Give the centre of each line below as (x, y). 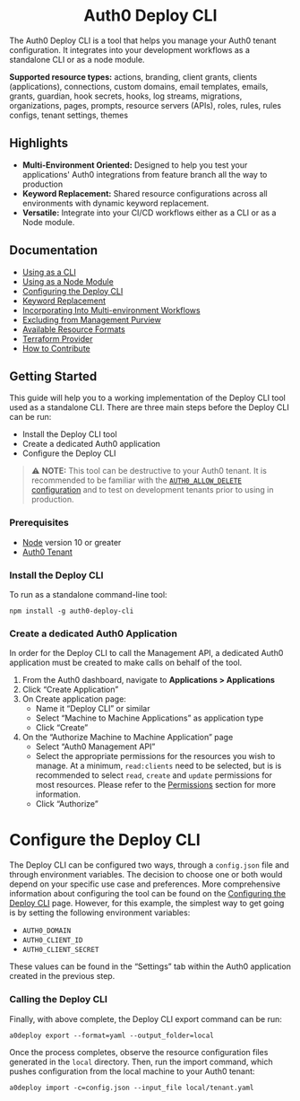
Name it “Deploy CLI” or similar (93, 709)
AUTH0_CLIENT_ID (52, 940)
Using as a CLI (49, 272)
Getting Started (53, 376)
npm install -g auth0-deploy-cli (72, 611)
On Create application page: (74, 699)
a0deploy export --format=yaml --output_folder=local (112, 1035)
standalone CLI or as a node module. (77, 59)
